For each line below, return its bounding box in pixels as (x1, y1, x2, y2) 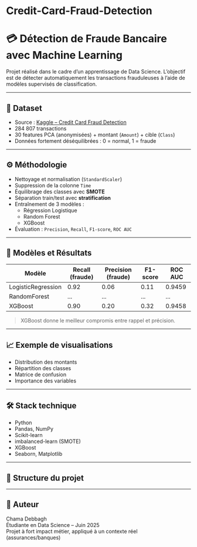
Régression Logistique (23, 207, 77, 214)
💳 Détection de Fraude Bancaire (6, 32, 167, 45)
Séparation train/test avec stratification (14, 194, 111, 201)
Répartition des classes (14, 365, 72, 372)
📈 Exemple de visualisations (6, 340, 113, 350)
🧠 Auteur (6, 499, 39, 509)
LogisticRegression (9, 283, 62, 291)
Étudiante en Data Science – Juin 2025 (6, 521, 100, 528)
